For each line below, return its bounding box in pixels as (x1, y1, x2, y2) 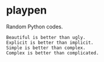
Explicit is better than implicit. (6, 40, 94, 45)
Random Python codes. (6, 23, 63, 30)
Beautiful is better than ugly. (6, 34, 86, 40)
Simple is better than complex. (6, 45, 86, 51)
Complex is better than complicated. (6, 50, 99, 56)
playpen (6, 4, 47, 17)
